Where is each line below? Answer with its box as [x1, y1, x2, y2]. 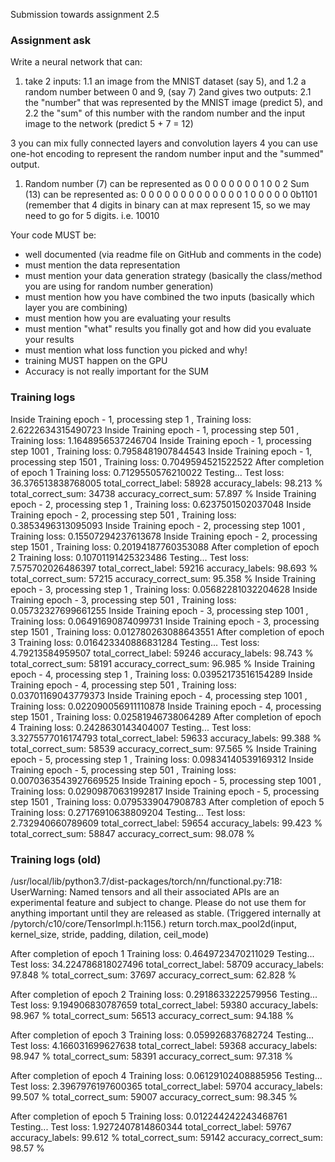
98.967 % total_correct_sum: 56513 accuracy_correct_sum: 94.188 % [10, 1009, 295, 1021]
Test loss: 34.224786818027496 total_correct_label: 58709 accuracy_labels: [10, 958, 325, 970]
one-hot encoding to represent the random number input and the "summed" [10, 148, 325, 160]
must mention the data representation [24, 259, 181, 271]
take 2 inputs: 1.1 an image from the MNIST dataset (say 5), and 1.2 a [24, 75, 307, 88]
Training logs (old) [10, 852, 102, 866]
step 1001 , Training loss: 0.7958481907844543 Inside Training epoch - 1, [10, 445, 313, 457]
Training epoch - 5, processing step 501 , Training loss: [10, 764, 237, 776]
